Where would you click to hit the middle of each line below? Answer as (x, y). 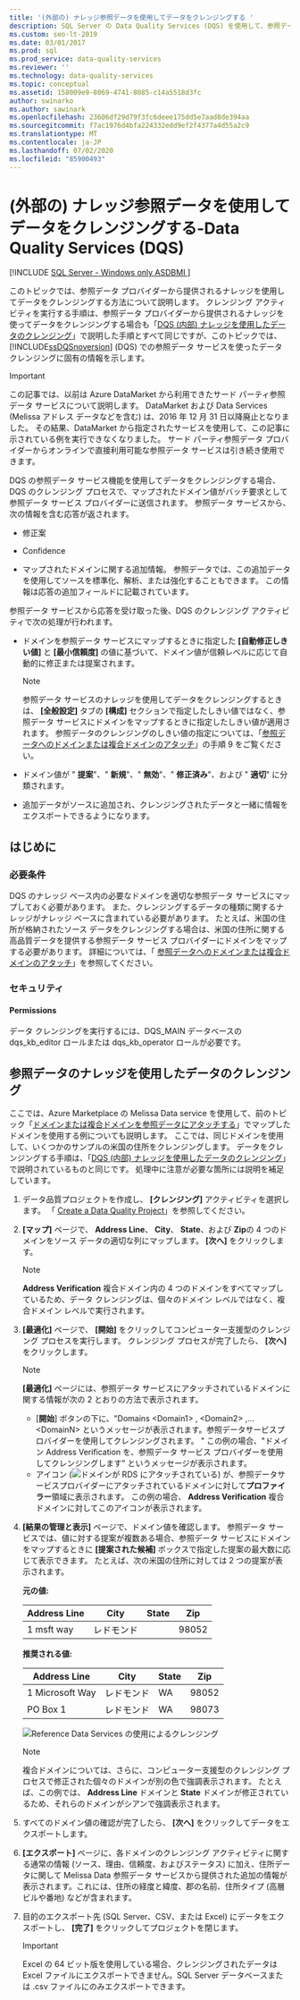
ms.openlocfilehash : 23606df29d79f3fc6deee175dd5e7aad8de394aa (129, 117)
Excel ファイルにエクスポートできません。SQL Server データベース (145, 1975)
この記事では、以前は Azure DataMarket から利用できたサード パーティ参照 (147, 394)
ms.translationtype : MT (54, 134)
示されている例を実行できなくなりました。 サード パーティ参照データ (136, 439)
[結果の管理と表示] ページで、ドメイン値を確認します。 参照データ (144, 1527)
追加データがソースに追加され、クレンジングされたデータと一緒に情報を (155, 805)
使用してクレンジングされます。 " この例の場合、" (174, 1441)
